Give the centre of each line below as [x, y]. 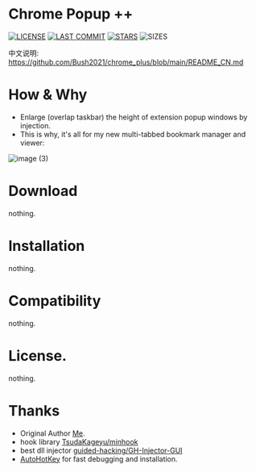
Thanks [34, 410]
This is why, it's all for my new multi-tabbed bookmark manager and [133, 134]
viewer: [32, 143]
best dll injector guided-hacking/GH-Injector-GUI [101, 450]
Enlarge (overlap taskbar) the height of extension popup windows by [134, 117]
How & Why [48, 95]
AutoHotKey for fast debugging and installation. [99, 459]
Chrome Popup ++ [71, 14]
